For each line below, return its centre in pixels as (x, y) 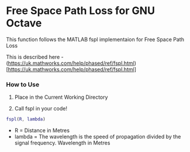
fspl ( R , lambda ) (26, 119)
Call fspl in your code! (41, 109)
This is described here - (35, 57)
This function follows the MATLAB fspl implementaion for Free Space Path (95, 39)
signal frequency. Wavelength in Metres (62, 143)
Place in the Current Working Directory (61, 97)
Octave (24, 23)
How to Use (23, 84)
